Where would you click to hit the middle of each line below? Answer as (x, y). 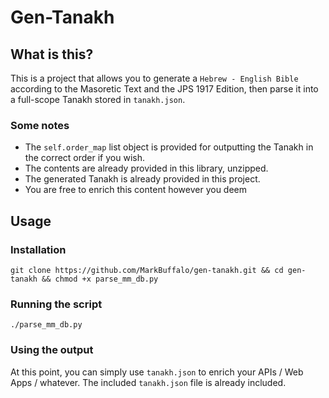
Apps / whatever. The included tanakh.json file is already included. (148, 382)
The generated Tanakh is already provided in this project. (142, 179)
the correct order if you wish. (84, 158)
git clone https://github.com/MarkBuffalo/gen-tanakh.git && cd (147, 270)
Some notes (40, 125)
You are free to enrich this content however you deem (136, 190)
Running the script (56, 304)
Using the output (52, 350)
